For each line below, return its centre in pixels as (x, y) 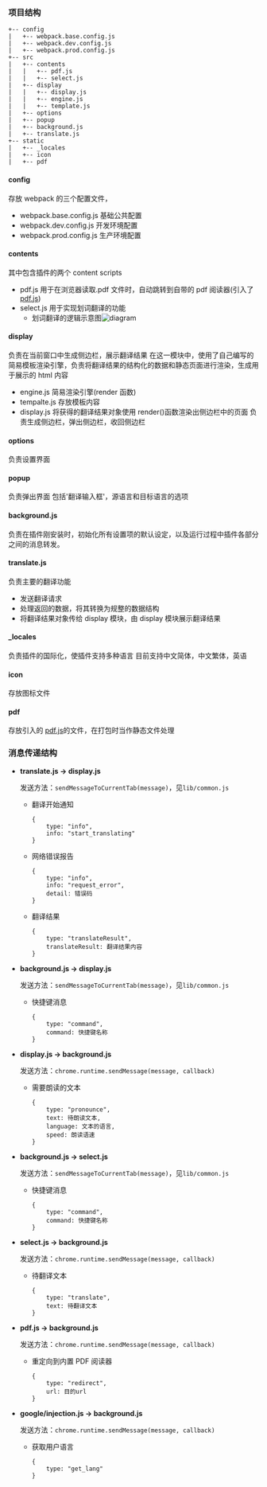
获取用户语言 (52, 1446)
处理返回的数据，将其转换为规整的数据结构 (89, 608)
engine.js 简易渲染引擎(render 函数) (78, 392)
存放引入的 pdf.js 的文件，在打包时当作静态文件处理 (91, 731)
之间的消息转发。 (36, 544)
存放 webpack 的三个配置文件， (60, 198)
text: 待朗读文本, (74, 1118)
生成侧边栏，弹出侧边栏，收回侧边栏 (86, 422)
